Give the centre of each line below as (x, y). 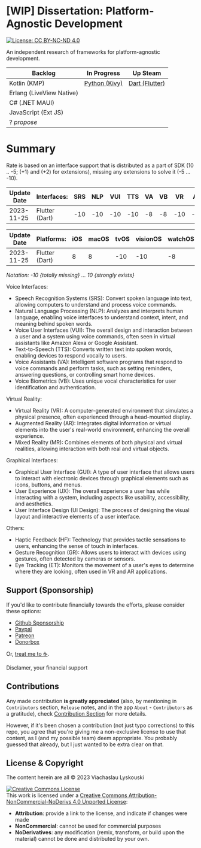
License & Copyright (45, 763)
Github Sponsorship (39, 623)
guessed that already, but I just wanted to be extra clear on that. (85, 744)
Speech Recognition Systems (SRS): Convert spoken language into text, (103, 298)
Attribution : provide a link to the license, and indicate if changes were (101, 813)
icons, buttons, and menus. (48, 484)
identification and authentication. (56, 387)
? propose (23, 122)
